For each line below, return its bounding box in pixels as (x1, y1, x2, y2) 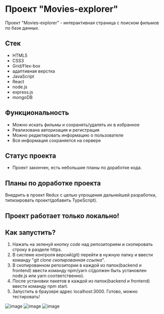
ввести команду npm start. (12, 283, 68, 289)
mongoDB (12, 94, 33, 100)
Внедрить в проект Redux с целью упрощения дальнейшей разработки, (5, 192, 157, 198)
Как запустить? (5, 228, 56, 237)
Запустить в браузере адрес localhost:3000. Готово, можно (12, 288, 138, 294)
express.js (12, 89, 33, 95)
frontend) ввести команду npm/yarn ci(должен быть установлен (12, 268, 147, 274)
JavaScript (12, 73, 34, 79)
